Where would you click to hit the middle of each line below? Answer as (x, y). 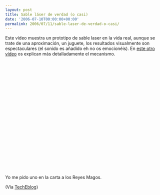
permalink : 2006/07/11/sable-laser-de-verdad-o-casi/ (62, 24)
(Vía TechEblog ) (22, 187)
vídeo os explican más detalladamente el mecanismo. (60, 54)
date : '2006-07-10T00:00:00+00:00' (42, 19)
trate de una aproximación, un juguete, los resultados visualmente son (77, 43)
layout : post (19, 10)
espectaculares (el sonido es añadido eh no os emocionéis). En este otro (80, 48)
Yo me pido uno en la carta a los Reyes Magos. (53, 177)
